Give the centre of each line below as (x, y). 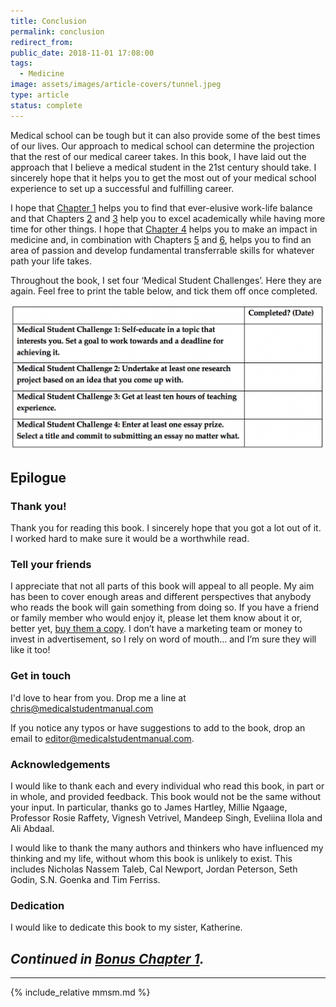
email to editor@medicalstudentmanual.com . (102, 738)
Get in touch (41, 676)
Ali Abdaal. (32, 829)
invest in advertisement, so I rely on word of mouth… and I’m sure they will (163, 639)
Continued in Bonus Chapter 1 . (107, 958)
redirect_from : (42, 42)
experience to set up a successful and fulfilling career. (122, 188)
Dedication (37, 905)
